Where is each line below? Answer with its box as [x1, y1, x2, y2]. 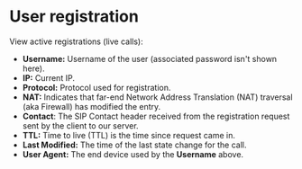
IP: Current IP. [22, 72, 75, 83]
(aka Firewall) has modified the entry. [22, 101, 161, 111]
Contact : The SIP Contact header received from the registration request [22, 111, 290, 121]
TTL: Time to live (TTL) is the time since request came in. [22, 129, 236, 140]
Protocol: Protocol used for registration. [22, 82, 171, 93]
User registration [9, 6, 140, 27]
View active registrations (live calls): [9, 36, 144, 47]
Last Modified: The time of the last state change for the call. [22, 139, 247, 150]
